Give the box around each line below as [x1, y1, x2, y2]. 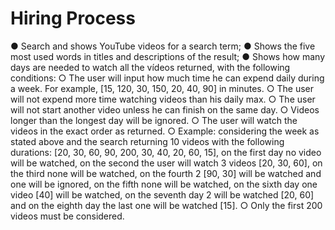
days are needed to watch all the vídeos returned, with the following [10, 61, 291, 73]
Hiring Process [10, 7, 136, 30]
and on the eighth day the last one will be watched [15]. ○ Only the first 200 [10, 199, 323, 211]
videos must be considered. [10, 210, 125, 222]
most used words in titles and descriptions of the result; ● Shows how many [10, 50, 326, 62]
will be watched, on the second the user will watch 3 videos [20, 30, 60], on [10, 157, 323, 169]
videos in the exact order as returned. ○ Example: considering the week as [10, 125, 320, 137]
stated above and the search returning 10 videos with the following [10, 135, 285, 147]
